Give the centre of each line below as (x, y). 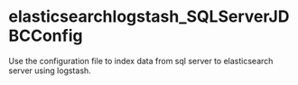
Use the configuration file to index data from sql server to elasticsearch (141, 61)
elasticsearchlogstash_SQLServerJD (149, 17)
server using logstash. (50, 71)
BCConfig (46, 36)
